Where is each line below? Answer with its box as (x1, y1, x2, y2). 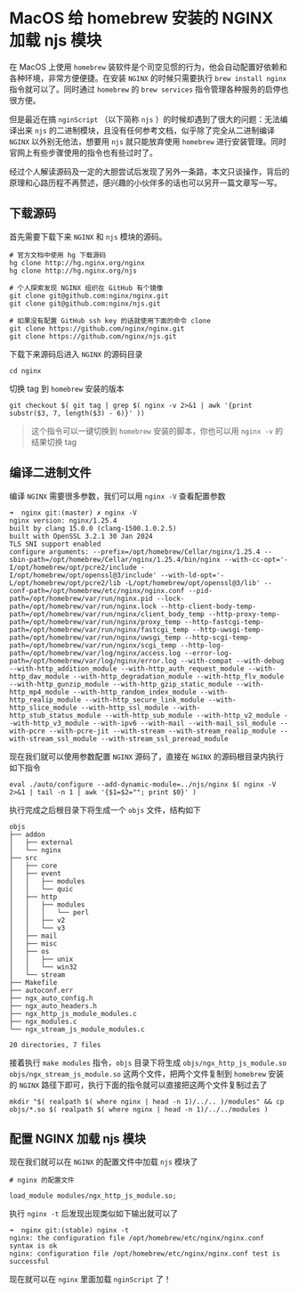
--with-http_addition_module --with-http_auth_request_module (9, 664, 245, 673)
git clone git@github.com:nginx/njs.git (9, 299, 162, 308)
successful (9, 1257, 50, 1266)
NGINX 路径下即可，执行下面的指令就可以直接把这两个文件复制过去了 (19, 1079, 268, 1090)
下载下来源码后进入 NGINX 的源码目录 (9, 348, 143, 359)
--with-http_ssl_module (80, 703, 169, 712)
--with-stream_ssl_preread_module (101, 734, 229, 744)
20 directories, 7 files (9, 1040, 101, 1049)
